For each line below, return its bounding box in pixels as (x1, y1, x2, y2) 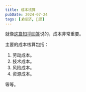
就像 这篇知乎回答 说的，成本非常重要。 (5, 31, 84, 37)
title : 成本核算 (5, 7, 36, 12)
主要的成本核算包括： (5, 41, 49, 47)
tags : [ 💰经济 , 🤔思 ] (5, 16, 45, 21)
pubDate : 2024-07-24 (5, 12, 48, 17)
